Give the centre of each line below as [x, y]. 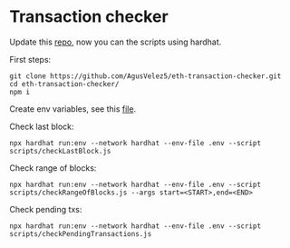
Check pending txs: [46, 209]
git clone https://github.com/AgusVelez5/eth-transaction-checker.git [145, 76]
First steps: [30, 59]
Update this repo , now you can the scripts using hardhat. [116, 42]
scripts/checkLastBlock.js [60, 151]
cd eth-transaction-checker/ [64, 84]
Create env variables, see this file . [73, 109]
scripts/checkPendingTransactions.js [81, 233]
